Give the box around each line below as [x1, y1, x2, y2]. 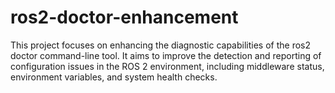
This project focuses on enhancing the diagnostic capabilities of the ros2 [10, 39, 311, 51]
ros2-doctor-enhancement [10, 6, 239, 29]
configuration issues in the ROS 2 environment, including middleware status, [10, 60, 325, 72]
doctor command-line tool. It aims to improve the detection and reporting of [10, 49, 322, 61]
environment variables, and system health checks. [10, 71, 218, 83]
